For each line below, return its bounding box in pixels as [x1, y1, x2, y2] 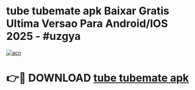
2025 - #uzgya [6, 30, 81, 43]
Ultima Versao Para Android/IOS [6, 17, 168, 30]
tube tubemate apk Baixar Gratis [6, 4, 170, 18]
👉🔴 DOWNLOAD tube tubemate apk [6, 72, 189, 85]
